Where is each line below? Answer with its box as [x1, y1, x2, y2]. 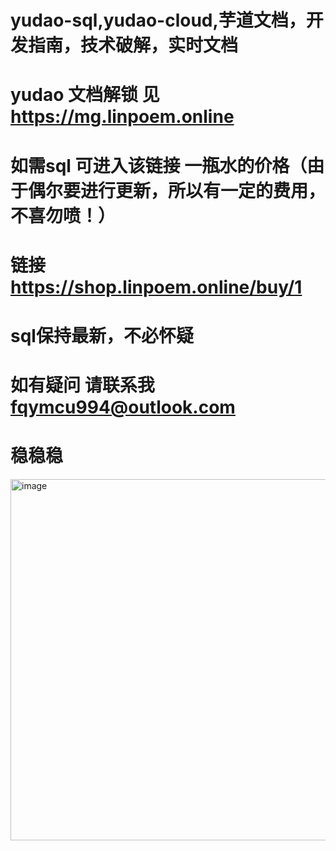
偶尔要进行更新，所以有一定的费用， [28, 179, 327, 202]
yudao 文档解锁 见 [10, 84, 160, 106]
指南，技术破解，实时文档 [28, 34, 239, 57]
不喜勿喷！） [10, 204, 117, 227]
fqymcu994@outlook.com [10, 396, 236, 419]
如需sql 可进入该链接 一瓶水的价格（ [10, 154, 308, 177]
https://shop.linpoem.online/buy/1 [10, 276, 303, 298]
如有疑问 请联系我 [10, 374, 155, 397]
